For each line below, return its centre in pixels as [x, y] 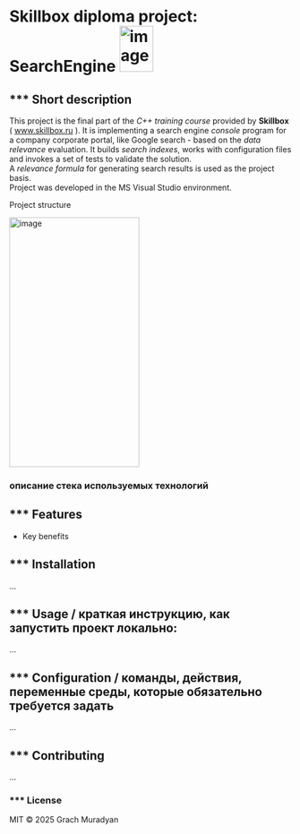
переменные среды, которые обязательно [136, 692]
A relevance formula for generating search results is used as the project [142, 168]
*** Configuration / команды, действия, [126, 678]
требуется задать [62, 705]
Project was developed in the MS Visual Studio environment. [121, 187]
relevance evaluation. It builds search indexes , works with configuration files [150, 149]
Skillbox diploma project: [104, 17]
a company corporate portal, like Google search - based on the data [135, 140]
